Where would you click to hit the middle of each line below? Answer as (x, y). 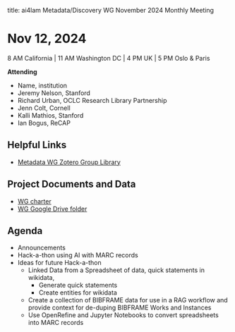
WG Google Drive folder (52, 209)
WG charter (34, 201)
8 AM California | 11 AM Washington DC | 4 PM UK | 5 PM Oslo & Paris (109, 58)
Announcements (41, 248)
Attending (22, 72)
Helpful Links (37, 145)
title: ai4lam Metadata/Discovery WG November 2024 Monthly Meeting (110, 10)
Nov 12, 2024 (47, 39)
